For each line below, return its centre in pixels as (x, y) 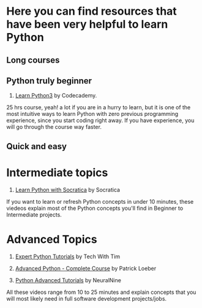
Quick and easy (37, 146)
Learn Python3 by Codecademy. (56, 96)
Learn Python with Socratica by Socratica (68, 190)
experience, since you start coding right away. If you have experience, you (100, 120)
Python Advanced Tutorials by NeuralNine (68, 280)
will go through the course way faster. (54, 127)
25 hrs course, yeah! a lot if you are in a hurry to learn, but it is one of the (99, 107)
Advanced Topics (52, 239)
